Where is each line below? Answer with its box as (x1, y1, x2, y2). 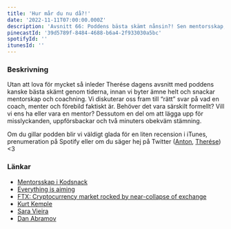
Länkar (7, 162, 31, 172)
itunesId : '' (7, 42, 45, 49)
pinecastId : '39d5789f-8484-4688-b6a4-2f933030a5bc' (7, 29, 162, 36)
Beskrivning (7, 65, 49, 74)
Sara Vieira (17, 207, 49, 215)
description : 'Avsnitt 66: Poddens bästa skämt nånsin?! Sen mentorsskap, (7, 23, 227, 30)
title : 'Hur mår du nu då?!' (7, 10, 91, 17)
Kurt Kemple (17, 199, 53, 208)
